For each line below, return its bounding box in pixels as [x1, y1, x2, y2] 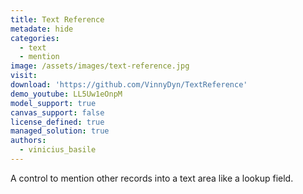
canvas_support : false [10, 107, 105, 118]
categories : [10, 33, 60, 43]
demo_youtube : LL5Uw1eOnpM [10, 89, 123, 99]
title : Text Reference [10, 14, 105, 25]
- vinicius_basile [19, 145, 97, 155]
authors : [10, 136, 47, 146]
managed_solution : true [10, 126, 110, 136]
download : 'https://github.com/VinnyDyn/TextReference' [10, 80, 248, 90]
